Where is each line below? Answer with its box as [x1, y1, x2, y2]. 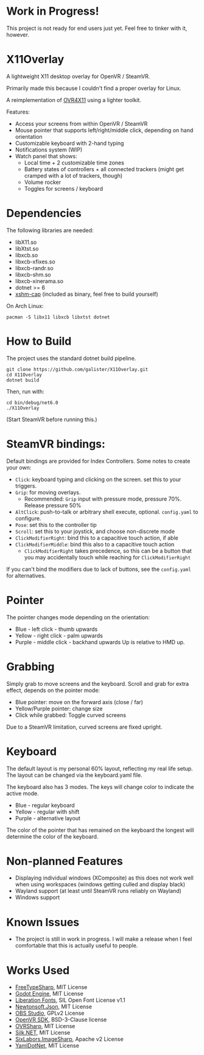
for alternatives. [6, 572, 46, 579]
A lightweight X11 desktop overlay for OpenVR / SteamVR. [6, 72, 150, 80]
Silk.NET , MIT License [15, 1029, 71, 1037]
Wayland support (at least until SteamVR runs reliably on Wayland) [15, 888, 181, 895]
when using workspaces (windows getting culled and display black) [15, 881, 186, 888]
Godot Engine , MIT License [15, 990, 83, 998]
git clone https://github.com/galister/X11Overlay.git [6, 366, 149, 372]
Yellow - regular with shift [15, 808, 80, 815]
